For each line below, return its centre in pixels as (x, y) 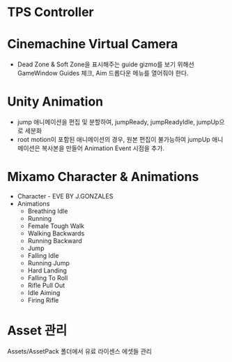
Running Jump (48, 263)
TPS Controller (51, 12)
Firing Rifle (43, 300)
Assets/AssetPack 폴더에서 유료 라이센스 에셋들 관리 (79, 351)
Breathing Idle (48, 211)
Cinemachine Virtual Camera (93, 44)
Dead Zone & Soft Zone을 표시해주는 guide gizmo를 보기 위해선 (106, 64)
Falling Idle (43, 255)
